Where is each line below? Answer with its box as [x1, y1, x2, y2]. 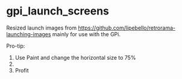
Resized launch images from [6, 24, 77, 31]
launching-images [6, 30, 51, 37]
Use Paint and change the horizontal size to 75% [14, 54, 136, 61]
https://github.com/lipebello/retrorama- [78, 24, 176, 31]
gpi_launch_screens [6, 4, 110, 18]
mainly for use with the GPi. [52, 30, 121, 37]
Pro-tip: [6, 42, 25, 49]
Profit [14, 66, 29, 74]
